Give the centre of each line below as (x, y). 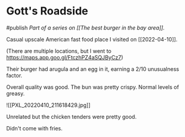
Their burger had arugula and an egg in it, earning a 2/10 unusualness (93, 69)
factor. (14, 75)
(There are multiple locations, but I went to (59, 51)
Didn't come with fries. (35, 128)
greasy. (16, 93)
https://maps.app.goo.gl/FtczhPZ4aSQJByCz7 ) (65, 57)
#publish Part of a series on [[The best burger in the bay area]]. (86, 28)
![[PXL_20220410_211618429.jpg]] (49, 105)
